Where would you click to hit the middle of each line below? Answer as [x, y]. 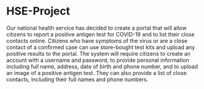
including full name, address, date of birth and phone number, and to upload [102, 66]
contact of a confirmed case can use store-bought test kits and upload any [101, 47]
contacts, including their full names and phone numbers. [77, 79]
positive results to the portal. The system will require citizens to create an [99, 53]
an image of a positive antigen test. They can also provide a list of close [97, 73]
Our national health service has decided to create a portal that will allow [97, 28]
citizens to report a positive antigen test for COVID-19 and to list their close [100, 34]
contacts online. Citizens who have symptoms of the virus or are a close [97, 41]
